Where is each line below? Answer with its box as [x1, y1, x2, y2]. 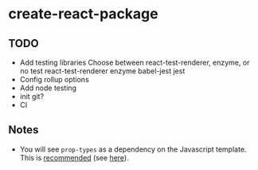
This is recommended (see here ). [19, 152, 129, 162]
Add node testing [19, 83, 77, 93]
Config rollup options [19, 75, 89, 84]
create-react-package [8, 5, 158, 23]
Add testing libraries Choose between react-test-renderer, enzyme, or [19, 57, 250, 67]
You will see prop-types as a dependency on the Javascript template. [19, 144, 247, 154]
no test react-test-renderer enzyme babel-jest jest [19, 66, 186, 76]
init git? [19, 92, 45, 101]
